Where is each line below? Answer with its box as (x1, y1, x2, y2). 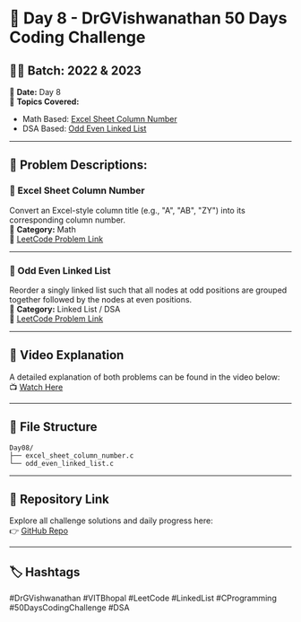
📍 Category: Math (9, 223, 76, 234)
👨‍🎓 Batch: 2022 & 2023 (9, 63, 142, 78)
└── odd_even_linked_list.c (9, 459, 115, 468)
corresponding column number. (9, 215, 125, 225)
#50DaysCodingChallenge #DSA (9, 602, 130, 613)
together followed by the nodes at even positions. (9, 293, 193, 304)
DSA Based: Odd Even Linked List (21, 123, 147, 134)
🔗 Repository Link (9, 492, 110, 506)
